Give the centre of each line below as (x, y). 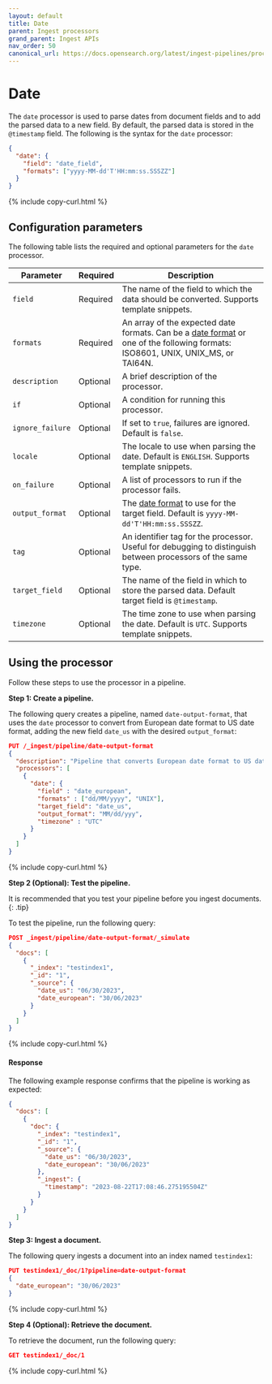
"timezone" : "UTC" (70, 821)
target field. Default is (163, 513)
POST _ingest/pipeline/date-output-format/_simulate (99, 938)
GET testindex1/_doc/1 (47, 1355)
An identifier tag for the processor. (187, 537)
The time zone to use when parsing (189, 614)
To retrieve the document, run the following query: (92, 1340)
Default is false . (153, 433)
